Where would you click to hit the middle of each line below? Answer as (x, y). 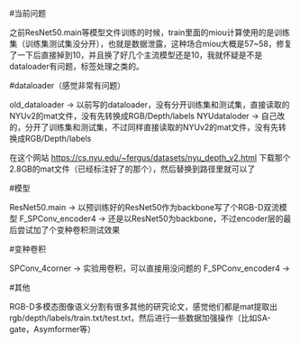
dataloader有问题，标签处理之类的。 (77, 66)
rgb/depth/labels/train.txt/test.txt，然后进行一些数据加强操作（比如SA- (141, 318)
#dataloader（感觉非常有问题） (68, 85)
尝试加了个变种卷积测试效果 (68, 230)
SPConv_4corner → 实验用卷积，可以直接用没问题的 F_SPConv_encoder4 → (150, 268)
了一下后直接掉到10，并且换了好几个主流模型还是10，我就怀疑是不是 (136, 55)
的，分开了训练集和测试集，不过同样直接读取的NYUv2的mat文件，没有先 (144, 127)
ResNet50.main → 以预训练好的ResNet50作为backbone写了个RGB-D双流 (145, 207)
